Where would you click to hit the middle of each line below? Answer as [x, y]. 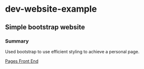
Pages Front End [22, 61]
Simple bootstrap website [45, 27]
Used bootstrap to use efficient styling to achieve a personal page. [72, 51]
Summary [17, 41]
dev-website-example [51, 9]
